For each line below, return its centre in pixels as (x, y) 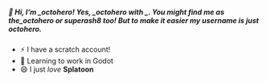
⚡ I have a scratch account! (65, 49)
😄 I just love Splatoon (57, 69)
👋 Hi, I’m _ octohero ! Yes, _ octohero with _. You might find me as (117, 12)
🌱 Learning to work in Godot (67, 61)
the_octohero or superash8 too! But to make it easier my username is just (134, 20)
